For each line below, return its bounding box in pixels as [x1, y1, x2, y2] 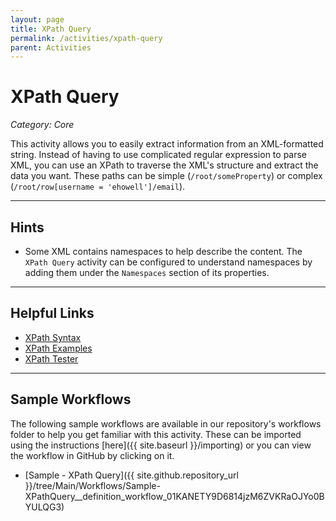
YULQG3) [24, 501, 65, 513]
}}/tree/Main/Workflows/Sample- [24, 479, 161, 491]
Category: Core [10, 119, 75, 131]
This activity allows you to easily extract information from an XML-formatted [10, 138, 324, 150]
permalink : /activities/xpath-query [10, 33, 163, 43]
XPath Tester [24, 352, 79, 365]
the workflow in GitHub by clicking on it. [10, 449, 175, 461]
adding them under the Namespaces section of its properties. [24, 267, 270, 278]
